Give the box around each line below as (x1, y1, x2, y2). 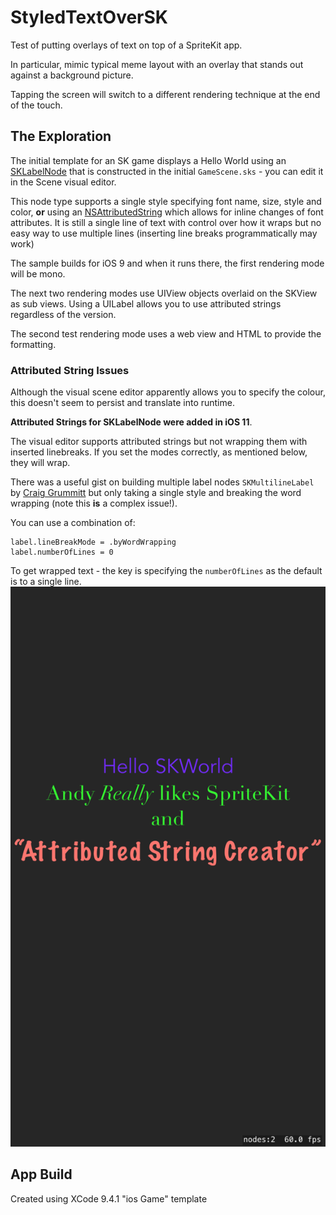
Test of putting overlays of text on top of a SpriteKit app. (10, 39, 243, 51)
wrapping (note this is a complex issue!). (10, 497, 178, 510)
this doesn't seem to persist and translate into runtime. (10, 397, 235, 409)
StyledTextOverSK (10, 6, 168, 29)
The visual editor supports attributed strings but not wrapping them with (10, 436, 308, 448)
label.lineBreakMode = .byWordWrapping (10, 537, 177, 548)
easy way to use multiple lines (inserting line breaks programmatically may (10, 227, 318, 239)
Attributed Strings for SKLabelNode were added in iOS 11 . (10, 416, 253, 428)
